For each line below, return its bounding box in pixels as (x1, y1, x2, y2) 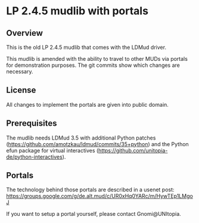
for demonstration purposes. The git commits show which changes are (6, 61, 181, 69)
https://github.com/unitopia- (98, 147, 168, 154)
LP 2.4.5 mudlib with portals (6, 4, 149, 18)
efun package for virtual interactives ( (6, 147, 99, 154)
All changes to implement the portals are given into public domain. (6, 101, 169, 108)
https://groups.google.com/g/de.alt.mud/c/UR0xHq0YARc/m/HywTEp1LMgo (6, 193, 194, 200)
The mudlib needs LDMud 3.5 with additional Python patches (6, 134, 156, 141)
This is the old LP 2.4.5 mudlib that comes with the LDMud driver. (6, 44, 167, 51)
